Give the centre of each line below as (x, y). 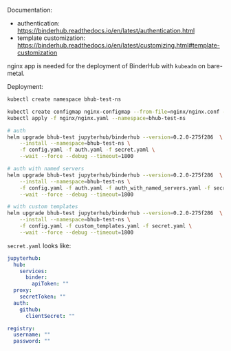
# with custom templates (43, 207)
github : (30, 310)
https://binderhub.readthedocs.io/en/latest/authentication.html (106, 31)
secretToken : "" (43, 297)
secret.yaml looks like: (39, 245)
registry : (21, 328)
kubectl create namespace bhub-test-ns (64, 99)
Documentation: (30, 10)
